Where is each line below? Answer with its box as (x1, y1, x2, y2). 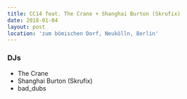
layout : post (7, 23, 46, 30)
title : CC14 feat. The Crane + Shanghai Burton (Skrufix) (7, 10, 181, 18)
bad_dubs (17, 84, 47, 92)
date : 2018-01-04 (7, 17, 58, 24)
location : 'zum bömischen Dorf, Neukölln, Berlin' (7, 29, 159, 37)
